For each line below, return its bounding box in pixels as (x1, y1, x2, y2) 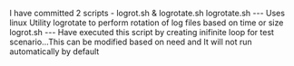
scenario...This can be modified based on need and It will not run (9, 36, 252, 47)
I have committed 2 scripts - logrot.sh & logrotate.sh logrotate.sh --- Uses (9, 8, 286, 18)
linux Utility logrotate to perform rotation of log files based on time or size (9, 17, 284, 28)
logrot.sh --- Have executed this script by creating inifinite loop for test (9, 27, 275, 37)
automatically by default (9, 46, 100, 57)
